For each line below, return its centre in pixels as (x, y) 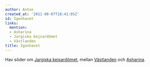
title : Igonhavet (23, 46)
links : (12, 23)
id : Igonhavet (19, 18)
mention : (18, 28)
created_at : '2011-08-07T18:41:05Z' (42, 14)
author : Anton (19, 9)
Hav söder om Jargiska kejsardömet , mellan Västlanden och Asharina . (75, 59)
